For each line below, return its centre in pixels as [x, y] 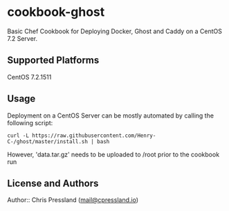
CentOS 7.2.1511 [29, 77]
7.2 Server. [22, 38]
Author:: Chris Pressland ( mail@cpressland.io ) [73, 200]
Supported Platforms [53, 61]
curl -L [18, 136]
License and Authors [53, 183]
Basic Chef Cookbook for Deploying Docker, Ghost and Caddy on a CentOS [115, 31]
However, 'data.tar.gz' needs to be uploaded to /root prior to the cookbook [113, 154]
